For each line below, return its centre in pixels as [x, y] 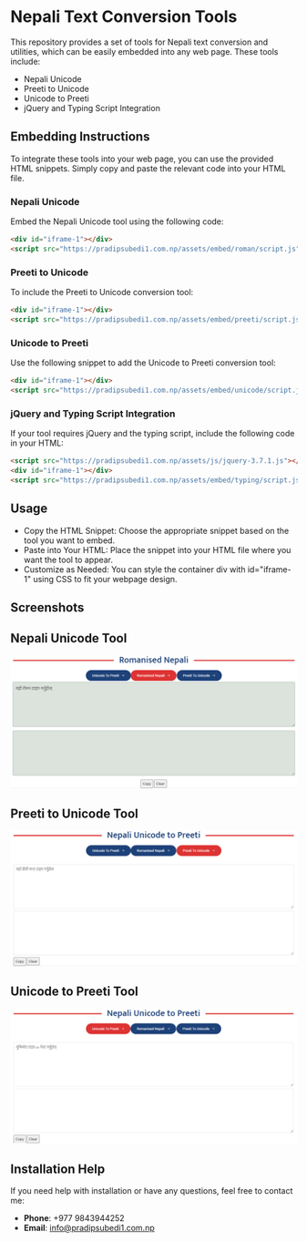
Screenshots [47, 608]
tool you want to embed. [69, 540]
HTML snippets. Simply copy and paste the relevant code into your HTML [148, 168]
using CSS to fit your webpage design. [105, 579]
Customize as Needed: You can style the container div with [134, 569]
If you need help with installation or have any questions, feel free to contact [152, 1191]
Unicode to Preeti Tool [75, 992]
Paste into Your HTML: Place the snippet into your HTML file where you [157, 549]
